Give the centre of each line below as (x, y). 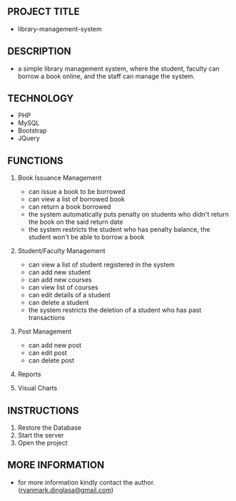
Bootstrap (32, 130)
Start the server (41, 435)
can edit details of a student (69, 295)
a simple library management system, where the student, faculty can (118, 68)
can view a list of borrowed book (76, 200)
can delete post (51, 361)
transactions (47, 318)
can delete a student (58, 303)
